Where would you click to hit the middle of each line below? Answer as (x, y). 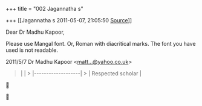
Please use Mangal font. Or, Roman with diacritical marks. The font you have (101, 44)
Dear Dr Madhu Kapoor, (35, 32)
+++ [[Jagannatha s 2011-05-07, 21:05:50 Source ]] (69, 20)
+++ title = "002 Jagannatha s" (44, 9)
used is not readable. (32, 50)
